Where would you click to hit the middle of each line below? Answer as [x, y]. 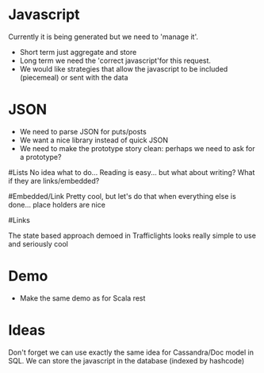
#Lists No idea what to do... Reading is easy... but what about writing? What [132, 172]
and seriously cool [38, 243]
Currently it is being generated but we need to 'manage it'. [103, 37]
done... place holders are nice [57, 204]
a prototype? [40, 157]
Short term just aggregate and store [78, 52]
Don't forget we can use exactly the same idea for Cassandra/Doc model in [131, 352]
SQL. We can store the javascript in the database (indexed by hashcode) [126, 360]
